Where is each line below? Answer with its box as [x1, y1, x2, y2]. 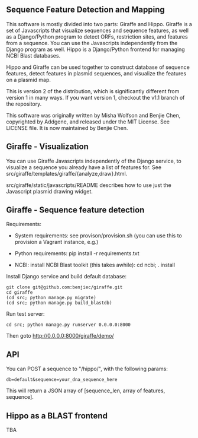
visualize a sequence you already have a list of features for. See [6, 163, 161, 171]
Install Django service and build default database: [6, 273, 127, 280]
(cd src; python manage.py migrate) [6, 295, 96, 301]
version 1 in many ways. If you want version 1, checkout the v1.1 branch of [6, 94, 185, 101]
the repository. [6, 100, 42, 107]
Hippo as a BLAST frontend [6, 411, 108, 421]
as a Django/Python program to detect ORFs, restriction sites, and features [6, 33, 188, 40]
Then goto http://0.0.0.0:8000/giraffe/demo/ [6, 332, 114, 339]
